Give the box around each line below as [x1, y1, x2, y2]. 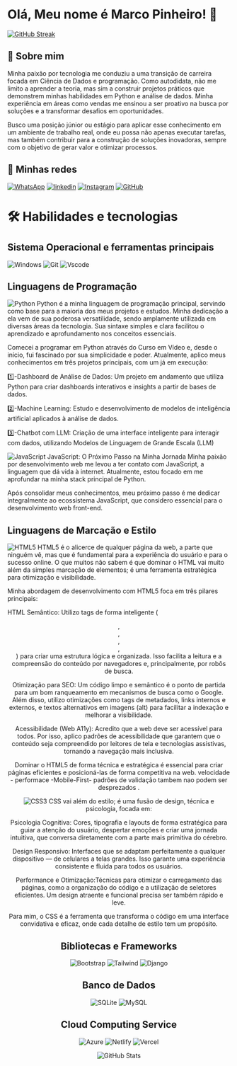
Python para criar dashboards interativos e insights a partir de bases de [7, 382, 216, 391]
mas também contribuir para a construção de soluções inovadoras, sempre [7, 135, 227, 144]
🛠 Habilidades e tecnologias [7, 208, 178, 224]
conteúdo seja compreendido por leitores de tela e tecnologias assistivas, [11, 740, 226, 748]
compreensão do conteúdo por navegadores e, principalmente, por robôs [11, 660, 226, 668]
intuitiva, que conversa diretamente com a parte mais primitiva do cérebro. [10, 833, 228, 842]
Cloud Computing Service [60, 1019, 178, 1031]
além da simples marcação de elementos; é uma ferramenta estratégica [7, 566, 217, 574]
